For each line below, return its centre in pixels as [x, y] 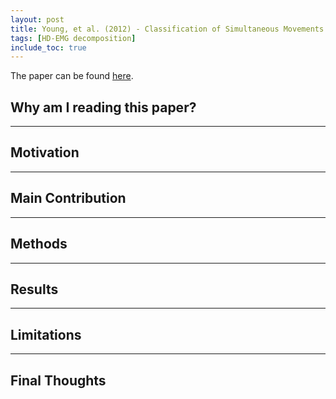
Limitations [46, 334]
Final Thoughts [58, 380]
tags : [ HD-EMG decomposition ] [73, 38]
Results [34, 289]
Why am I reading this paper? [103, 107]
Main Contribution [68, 198]
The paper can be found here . [72, 76]
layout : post [37, 19]
